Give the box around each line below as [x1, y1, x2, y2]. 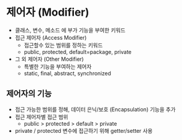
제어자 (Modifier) [6, 5, 89, 19]
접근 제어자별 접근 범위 [14, 113, 68, 120]
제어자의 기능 [6, 88, 52, 99]
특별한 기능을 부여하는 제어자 [23, 62, 92, 70]
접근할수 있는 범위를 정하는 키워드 [23, 41, 103, 49]
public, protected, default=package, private [23, 48, 132, 55]
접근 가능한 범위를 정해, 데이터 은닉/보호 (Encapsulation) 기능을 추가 [14, 106, 176, 113]
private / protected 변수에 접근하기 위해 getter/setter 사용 [14, 127, 153, 134]
